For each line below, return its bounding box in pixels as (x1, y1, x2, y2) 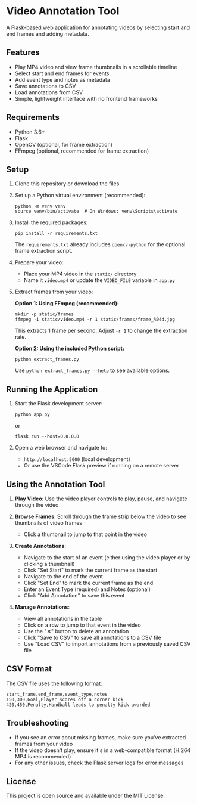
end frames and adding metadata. (6, 30, 89, 37)
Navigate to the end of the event (23, 573, 103, 580)
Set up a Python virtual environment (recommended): (14, 192, 146, 199)
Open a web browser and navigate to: (14, 444, 107, 451)
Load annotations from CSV (14, 88, 83, 96)
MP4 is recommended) (14, 753, 71, 760)
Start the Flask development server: (14, 400, 103, 407)
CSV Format (6, 664, 52, 674)
